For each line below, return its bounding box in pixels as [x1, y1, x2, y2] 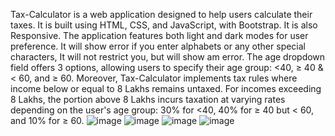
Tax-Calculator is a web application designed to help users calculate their [10, 9, 313, 20]
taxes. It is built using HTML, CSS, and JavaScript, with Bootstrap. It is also [10, 19, 318, 31]
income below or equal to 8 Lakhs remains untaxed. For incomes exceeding [10, 83, 322, 94]
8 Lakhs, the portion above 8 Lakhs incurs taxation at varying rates [10, 94, 286, 105]
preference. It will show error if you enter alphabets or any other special [10, 40, 307, 52]
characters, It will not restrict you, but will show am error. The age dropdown [10, 51, 326, 63]
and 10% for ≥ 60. [10, 115, 85, 126]
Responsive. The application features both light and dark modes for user [10, 30, 309, 41]
